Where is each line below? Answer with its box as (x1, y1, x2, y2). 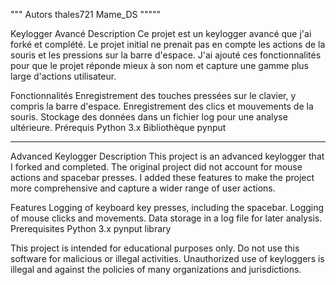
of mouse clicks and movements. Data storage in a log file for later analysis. (10, 212, 323, 224)
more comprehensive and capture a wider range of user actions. (10, 182, 276, 194)
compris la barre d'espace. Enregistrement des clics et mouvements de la (10, 100, 314, 112)
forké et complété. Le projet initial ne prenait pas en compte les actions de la (10, 39, 326, 50)
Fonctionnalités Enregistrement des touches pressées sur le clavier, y (10, 90, 297, 101)
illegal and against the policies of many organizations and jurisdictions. (10, 264, 302, 275)
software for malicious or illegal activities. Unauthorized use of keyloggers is (10, 253, 325, 264)
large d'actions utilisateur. (10, 70, 117, 82)
